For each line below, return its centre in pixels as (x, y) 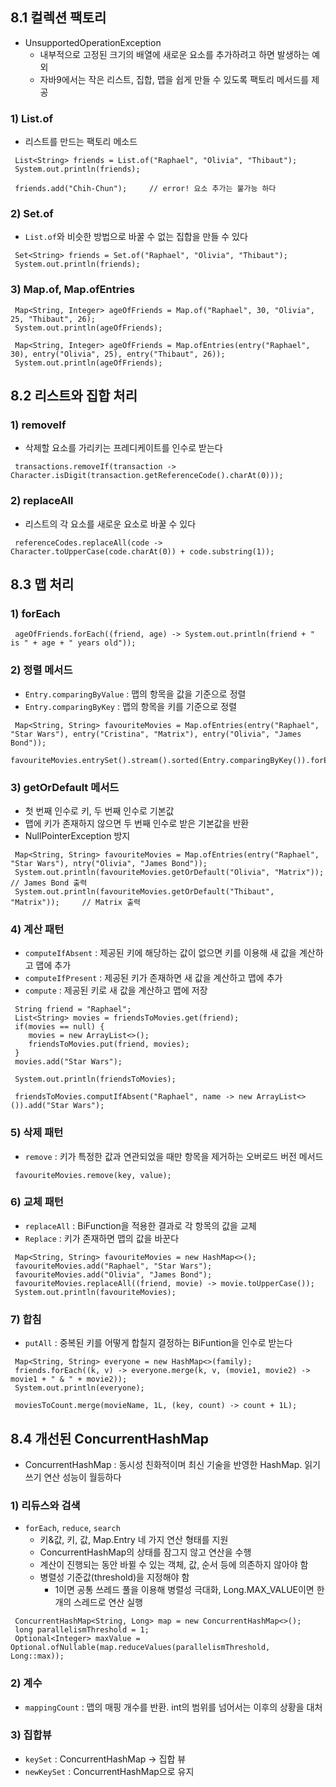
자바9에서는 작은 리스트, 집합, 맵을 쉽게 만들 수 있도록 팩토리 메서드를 (174, 79)
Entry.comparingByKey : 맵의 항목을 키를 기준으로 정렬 (131, 706)
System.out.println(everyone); (79, 1388)
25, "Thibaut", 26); (53, 319)
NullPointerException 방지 (77, 835)
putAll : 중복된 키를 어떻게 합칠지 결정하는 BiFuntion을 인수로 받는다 (158, 1343)
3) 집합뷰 (31, 1735)
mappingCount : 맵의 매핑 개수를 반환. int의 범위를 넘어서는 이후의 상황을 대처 (173, 1707)
